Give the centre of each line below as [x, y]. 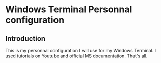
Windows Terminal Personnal [69, 9]
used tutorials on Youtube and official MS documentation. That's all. [76, 56]
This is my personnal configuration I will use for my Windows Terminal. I [81, 51]
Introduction [25, 39]
